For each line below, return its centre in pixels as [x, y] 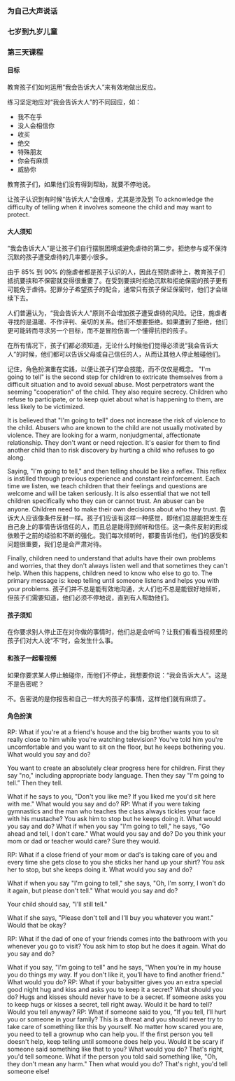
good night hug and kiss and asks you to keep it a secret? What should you [115, 989]
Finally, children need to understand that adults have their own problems [112, 558]
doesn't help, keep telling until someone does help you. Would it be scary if [116, 1041]
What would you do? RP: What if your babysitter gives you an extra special [115, 982]
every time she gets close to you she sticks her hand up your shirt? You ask [116, 862]
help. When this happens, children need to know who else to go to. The [110, 573]
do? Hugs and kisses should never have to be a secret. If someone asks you [117, 997]
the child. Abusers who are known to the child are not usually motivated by [115, 428]
